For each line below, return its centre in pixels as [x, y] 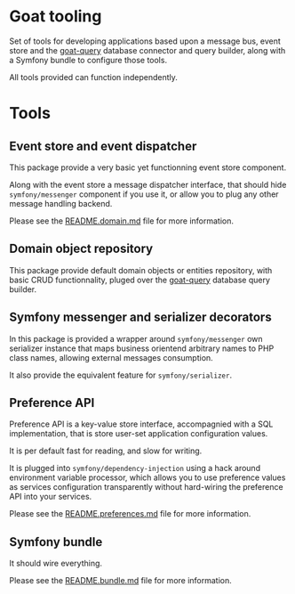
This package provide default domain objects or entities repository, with [141, 270]
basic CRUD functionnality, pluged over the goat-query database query [140, 280]
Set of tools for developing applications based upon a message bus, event [145, 41]
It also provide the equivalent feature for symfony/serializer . [121, 375]
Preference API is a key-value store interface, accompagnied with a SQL [141, 424]
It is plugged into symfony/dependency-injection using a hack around [135, 468]
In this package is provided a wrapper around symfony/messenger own [136, 338]
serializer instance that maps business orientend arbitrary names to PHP [142, 348]
